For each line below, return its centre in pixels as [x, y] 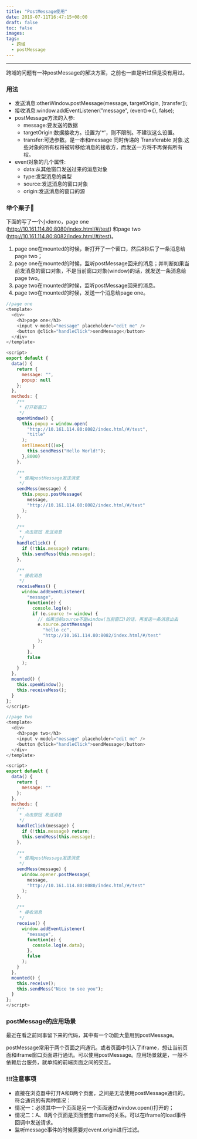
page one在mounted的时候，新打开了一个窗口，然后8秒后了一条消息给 [100, 249]
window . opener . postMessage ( [56, 875]
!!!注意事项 [21, 1079]
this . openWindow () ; [40, 685]
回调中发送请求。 [35, 1122]
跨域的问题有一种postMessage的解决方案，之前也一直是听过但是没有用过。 [97, 72]
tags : [13, 39]
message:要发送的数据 [50, 125]
